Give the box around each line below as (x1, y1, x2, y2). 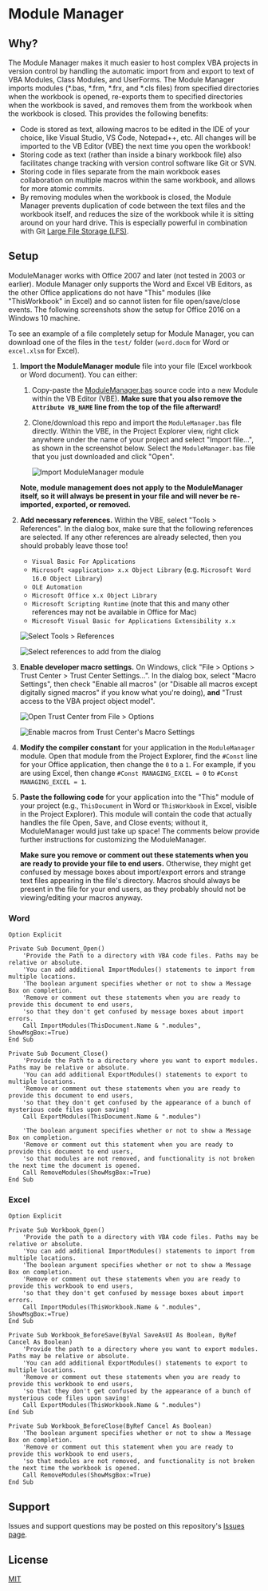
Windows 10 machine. (8, 313, 81, 322)
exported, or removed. (54, 499, 132, 509)
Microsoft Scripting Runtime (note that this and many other (31, 598, 230, 608)
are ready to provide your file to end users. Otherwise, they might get (19, 858, 251, 868)
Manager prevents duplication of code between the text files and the (19, 201, 246, 210)
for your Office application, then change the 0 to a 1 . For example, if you (19, 759, 256, 769)
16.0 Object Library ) (31, 573, 103, 582)
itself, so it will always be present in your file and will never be (19, 491, 229, 501)
